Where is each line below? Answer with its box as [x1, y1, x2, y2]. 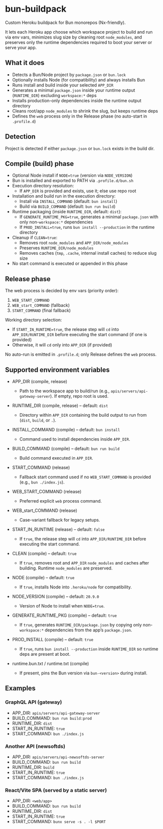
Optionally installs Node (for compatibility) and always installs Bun [12, 77, 145, 82]
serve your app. [5, 44, 37, 50]
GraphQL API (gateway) [5, 699, 62, 706]
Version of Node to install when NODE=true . [19, 603, 105, 608]
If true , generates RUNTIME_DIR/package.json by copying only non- [19, 622, 153, 627]
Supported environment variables [5, 365, 110, 374]
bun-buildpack [5, 3, 67, 15]
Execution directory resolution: [12, 183, 74, 189]
